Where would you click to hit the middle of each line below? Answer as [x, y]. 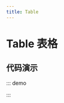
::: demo [16, 83]
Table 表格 [32, 44]
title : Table [22, 12]
